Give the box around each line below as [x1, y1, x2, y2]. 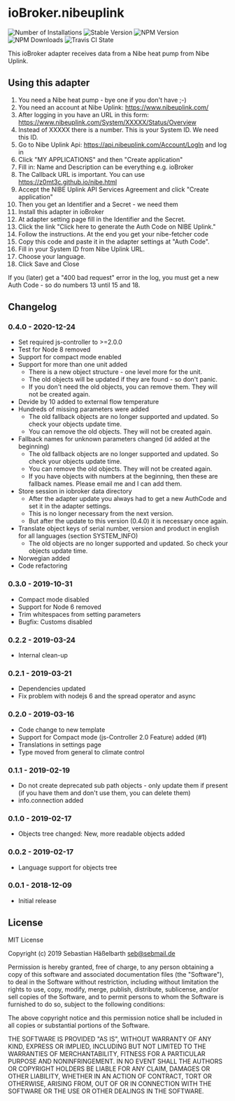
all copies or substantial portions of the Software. [8, 1021, 150, 1029]
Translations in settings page [17, 740, 102, 749]
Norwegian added [17, 554, 71, 563]
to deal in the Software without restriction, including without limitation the [8, 977, 219, 986]
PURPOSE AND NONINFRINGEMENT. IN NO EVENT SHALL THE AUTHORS [8, 1057, 223, 1065]
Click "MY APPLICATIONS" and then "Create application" [17, 155, 183, 164]
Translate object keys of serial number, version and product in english [17, 524, 220, 533]
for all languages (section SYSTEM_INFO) [17, 532, 138, 540]
